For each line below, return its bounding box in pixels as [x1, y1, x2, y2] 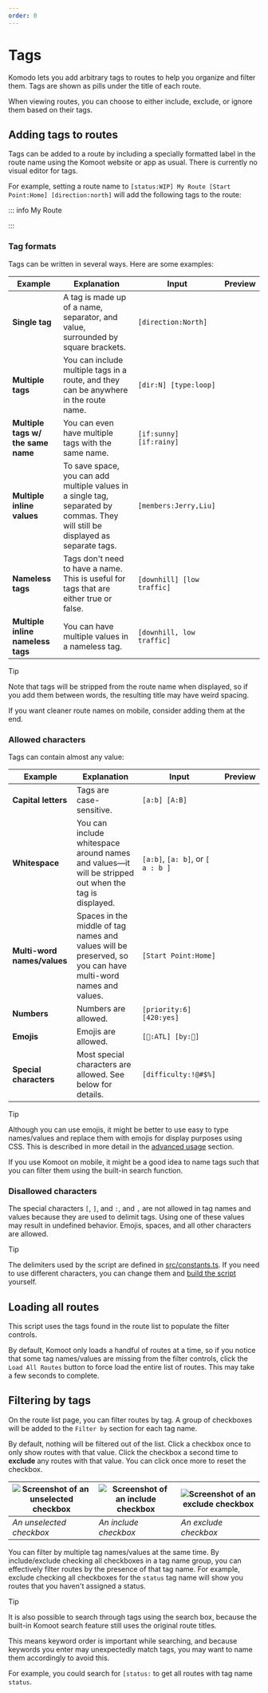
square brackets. [62, 341, 126, 352]
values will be [76, 939, 128, 951]
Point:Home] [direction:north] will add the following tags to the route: [8, 190, 242, 200]
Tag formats [8, 241, 57, 252]
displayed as [62, 530, 110, 541]
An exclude [180, 1517, 223, 1528]
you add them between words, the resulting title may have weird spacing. [8, 690, 250, 699]
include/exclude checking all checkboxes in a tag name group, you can [8, 1556, 242, 1565]
